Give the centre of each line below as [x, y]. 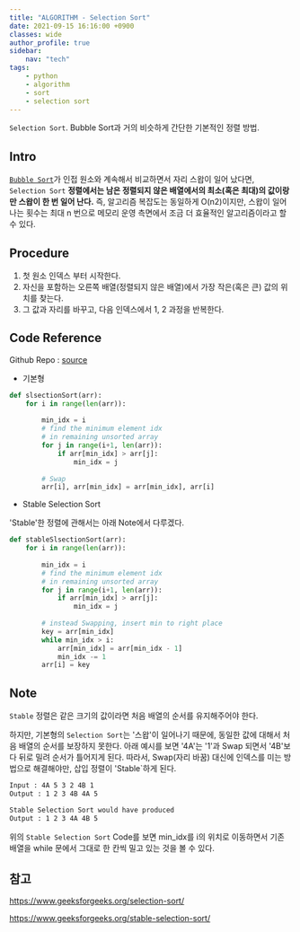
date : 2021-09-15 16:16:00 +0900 [72, 26]
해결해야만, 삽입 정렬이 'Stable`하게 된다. [105, 769]
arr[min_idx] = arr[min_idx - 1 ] [119, 648]
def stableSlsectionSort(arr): [68, 540]
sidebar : [26, 51]
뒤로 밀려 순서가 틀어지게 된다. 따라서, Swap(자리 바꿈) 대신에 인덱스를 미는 [150, 757]
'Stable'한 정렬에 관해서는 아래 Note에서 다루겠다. [97, 523]
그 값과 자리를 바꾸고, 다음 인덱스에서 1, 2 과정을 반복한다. [123, 309]
